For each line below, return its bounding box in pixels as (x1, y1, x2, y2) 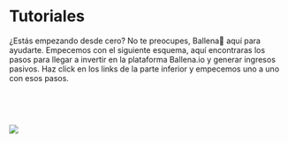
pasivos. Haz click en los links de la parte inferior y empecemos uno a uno (9, 64, 280, 74)
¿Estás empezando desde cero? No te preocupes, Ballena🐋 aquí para (9, 35, 261, 46)
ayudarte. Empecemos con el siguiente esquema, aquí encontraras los (9, 44, 266, 55)
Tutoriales (9, 6, 86, 26)
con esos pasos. (9, 72, 69, 83)
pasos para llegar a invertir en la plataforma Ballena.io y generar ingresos (9, 54, 277, 64)
